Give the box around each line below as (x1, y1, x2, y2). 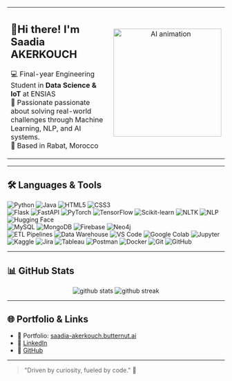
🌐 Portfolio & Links (7, 313, 88, 325)
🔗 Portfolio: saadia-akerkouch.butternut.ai (17, 331, 137, 340)
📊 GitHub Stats (7, 265, 75, 277)
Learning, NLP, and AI (10, 124, 81, 133)
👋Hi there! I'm (10, 22, 80, 36)
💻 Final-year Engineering (10, 69, 95, 79)
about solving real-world (10, 106, 92, 116)
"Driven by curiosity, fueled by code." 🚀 (23, 366, 137, 374)
